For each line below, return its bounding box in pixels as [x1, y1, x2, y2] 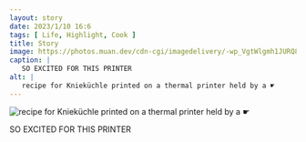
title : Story [9, 38, 59, 48]
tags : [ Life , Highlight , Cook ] [9, 30, 137, 39]
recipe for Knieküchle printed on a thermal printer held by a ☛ [21, 81, 275, 90]
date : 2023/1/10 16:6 [9, 22, 92, 31]
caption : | [9, 56, 51, 65]
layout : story [9, 13, 64, 23]
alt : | [9, 73, 35, 82]
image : [9, 47, 35, 56]
